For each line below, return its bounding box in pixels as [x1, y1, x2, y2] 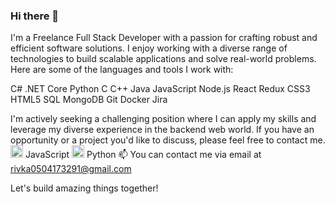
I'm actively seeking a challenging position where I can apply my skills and [10, 113, 317, 125]
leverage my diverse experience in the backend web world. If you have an [10, 124, 315, 136]
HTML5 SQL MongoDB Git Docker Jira [10, 94, 168, 106]
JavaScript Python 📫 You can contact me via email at [24, 149, 262, 161]
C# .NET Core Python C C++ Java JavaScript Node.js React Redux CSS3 [10, 83, 311, 95]
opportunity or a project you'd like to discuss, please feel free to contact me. [10, 134, 326, 146]
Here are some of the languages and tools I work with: [10, 64, 234, 76]
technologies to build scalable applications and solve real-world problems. [10, 53, 317, 65]
